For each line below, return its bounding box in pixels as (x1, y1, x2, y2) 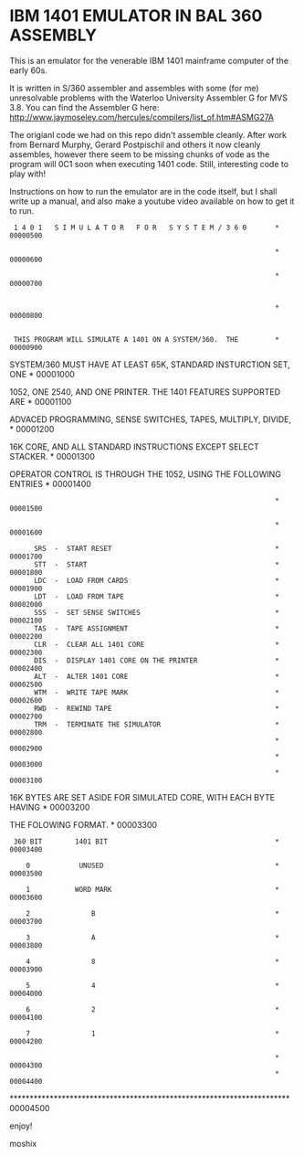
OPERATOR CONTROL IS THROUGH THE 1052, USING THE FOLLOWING (9, 468, 281, 480)
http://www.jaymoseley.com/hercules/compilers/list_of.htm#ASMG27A (9, 111, 274, 122)
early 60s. (9, 65, 47, 76)
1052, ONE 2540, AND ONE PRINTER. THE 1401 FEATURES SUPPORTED (9, 386, 281, 398)
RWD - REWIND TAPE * (33, 704, 280, 713)
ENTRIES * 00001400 (9, 478, 91, 489)
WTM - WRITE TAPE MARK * (33, 687, 280, 697)
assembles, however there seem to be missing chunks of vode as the (9, 148, 270, 160)
